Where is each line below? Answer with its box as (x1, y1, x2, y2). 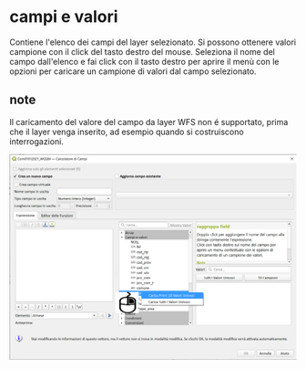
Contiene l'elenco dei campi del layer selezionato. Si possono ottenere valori (9, 37, 297, 47)
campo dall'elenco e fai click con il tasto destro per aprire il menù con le (9, 56, 280, 67)
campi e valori (9, 6, 118, 27)
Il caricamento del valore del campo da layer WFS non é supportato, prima (9, 116, 289, 127)
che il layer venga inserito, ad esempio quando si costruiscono (9, 126, 244, 137)
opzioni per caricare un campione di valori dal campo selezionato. (9, 66, 257, 77)
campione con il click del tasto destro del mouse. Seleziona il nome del (9, 46, 275, 57)
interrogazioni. (9, 135, 64, 147)
